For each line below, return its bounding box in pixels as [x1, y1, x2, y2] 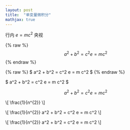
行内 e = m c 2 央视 [5, 31, 43, 38]
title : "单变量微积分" [5, 12, 51, 17]
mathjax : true [5, 17, 36, 22]
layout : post [5, 7, 33, 13]
